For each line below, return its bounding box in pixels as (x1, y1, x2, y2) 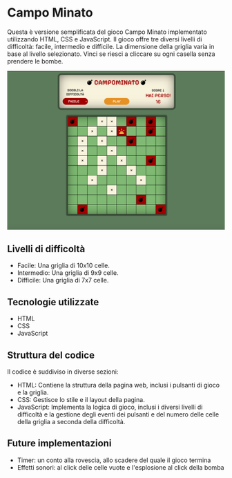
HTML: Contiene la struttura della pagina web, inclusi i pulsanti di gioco (17, 381, 220, 390)
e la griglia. (17, 388, 49, 396)
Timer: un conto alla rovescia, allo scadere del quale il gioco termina (17, 456, 211, 464)
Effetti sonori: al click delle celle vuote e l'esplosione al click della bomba (17, 463, 224, 471)
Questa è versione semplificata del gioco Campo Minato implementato (7, 28, 207, 36)
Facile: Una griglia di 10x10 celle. (17, 261, 110, 270)
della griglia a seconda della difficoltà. (17, 418, 126, 426)
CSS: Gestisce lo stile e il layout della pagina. (17, 396, 145, 404)
